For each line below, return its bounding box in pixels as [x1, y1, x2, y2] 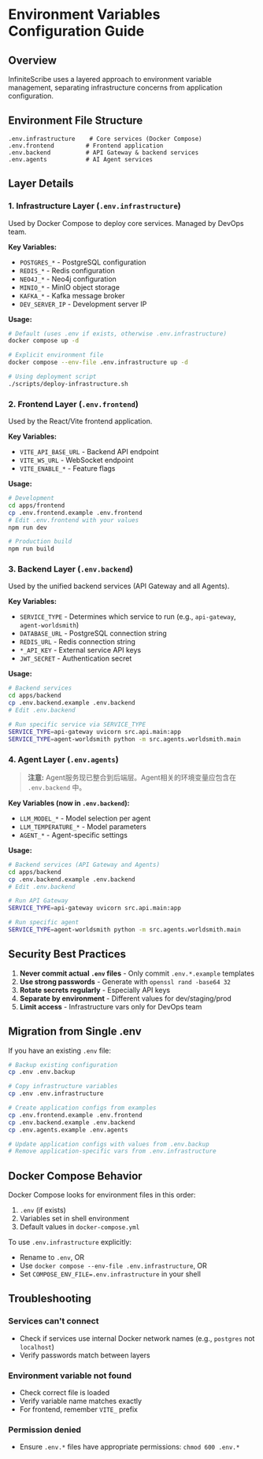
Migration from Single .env [8, 1025, 142, 1039]
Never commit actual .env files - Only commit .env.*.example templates [19, 968, 254, 978]
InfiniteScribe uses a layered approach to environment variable [8, 75, 213, 83]
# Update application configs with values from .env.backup [8, 1140, 210, 1148]
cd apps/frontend [8, 502, 65, 509]
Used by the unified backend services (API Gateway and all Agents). [8, 581, 230, 591]
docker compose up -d [8, 337, 80, 345]
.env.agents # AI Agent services [8, 155, 154, 163]
